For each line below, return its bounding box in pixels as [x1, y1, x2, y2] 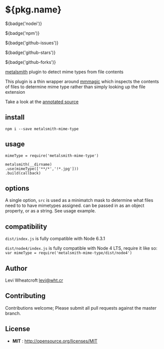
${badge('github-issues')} [5, 39, 59, 46]
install [5, 113, 25, 122]
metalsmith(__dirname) [5, 162, 52, 167]
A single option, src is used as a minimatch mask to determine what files [5, 197, 154, 203]
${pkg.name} [5, 4, 62, 15]
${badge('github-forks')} [5, 59, 56, 65]
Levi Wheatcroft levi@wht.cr [5, 277, 64, 283]
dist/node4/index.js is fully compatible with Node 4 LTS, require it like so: [5, 245, 158, 251]
